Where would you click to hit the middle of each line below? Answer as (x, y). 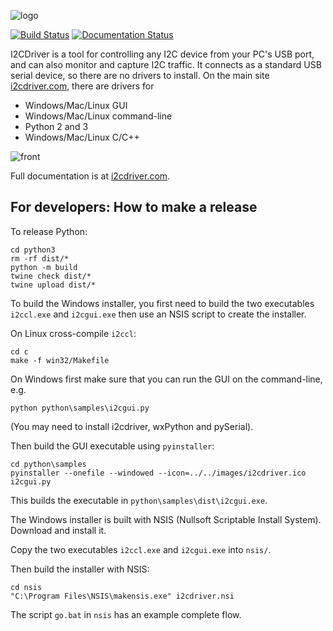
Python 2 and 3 (56, 126)
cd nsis (26, 587)
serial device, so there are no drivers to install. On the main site (140, 75)
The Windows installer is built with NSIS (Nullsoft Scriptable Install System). (166, 519)
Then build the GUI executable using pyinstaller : (112, 446)
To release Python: (49, 231)
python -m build (44, 267)
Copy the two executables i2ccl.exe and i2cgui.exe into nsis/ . (141, 549)
